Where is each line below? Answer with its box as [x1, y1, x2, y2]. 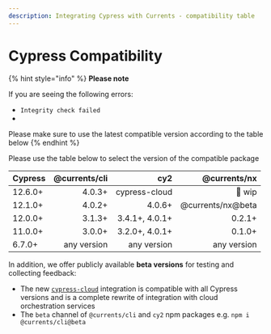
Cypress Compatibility [8, 46, 163, 65]
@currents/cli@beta [19, 318, 87, 326]
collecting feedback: [8, 268, 77, 277]
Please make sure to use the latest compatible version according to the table [8, 129, 264, 138]
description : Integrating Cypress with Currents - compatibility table [8, 11, 255, 20]
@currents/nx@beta [180, 199, 257, 210]
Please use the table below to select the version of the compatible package [8, 153, 260, 163]
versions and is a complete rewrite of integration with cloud [19, 292, 218, 302]
